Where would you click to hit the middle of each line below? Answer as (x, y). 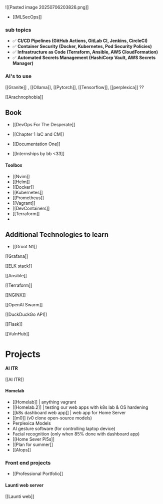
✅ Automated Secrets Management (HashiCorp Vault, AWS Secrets (84, 58)
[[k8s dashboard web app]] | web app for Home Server (69, 413)
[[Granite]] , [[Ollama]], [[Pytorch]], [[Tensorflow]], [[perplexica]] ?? (74, 87)
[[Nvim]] (21, 176)
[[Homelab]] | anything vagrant (44, 402)
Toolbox (14, 165)
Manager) (23, 63)
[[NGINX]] (15, 295)
